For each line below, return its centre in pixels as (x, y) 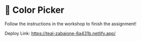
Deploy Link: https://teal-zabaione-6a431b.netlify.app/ (60, 33)
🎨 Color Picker (35, 10)
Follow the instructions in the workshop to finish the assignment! (71, 24)
